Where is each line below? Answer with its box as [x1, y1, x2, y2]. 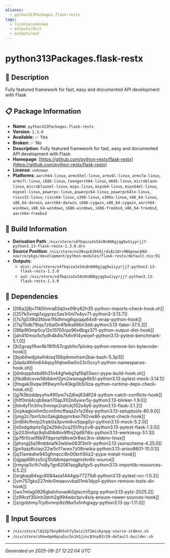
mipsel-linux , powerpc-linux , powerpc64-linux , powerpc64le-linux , [12, 188, 151, 194]
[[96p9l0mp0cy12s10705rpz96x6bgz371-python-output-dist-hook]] [12, 327, 154, 333]
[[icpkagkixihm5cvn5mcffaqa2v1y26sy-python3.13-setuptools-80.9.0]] [12, 408, 160, 414]
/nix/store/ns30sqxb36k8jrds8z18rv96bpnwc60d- [49, 249, 149, 254]
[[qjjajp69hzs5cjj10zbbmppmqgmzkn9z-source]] [12, 457, 115, 463]
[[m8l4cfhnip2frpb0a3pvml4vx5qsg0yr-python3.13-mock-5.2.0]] [12, 419, 148, 425]
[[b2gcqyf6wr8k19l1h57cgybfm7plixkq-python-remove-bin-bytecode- [12, 343, 159, 350]
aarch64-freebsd [12, 211, 47, 216]
